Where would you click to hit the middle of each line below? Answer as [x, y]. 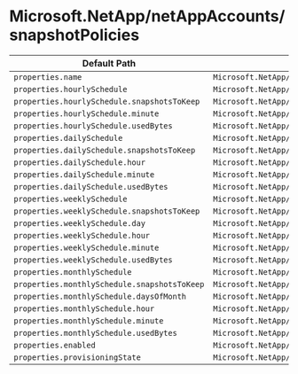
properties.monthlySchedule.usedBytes [95, 333]
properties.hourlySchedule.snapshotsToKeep [107, 101]
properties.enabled [55, 345]
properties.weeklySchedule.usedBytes [93, 260]
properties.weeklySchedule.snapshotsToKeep [107, 211]
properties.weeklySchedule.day [80, 223]
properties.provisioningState [78, 357]
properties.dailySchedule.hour [80, 162]
